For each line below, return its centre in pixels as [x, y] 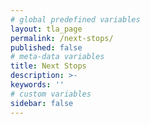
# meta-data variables [57, 57]
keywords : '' [37, 85]
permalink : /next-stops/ [62, 38]
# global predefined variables [75, 19]
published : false [46, 47]
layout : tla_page [46, 29]
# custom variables [51, 94]
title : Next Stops [48, 66]
